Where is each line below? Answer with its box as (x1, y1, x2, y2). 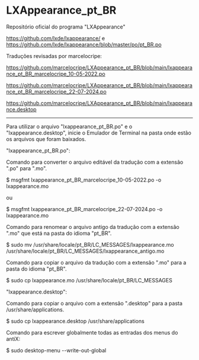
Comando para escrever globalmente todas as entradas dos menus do (6, 329, 178, 336)
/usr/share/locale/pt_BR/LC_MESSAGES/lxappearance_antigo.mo (6, 247, 165, 254)
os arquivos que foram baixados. (6, 135, 86, 142)
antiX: (6, 335, 21, 342)
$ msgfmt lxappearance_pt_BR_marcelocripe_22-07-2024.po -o (6, 205, 163, 212)
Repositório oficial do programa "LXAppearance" (6, 23, 126, 30)
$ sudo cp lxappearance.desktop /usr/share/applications (6, 317, 145, 324)
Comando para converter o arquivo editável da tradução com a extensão (6, 158, 184, 165)
